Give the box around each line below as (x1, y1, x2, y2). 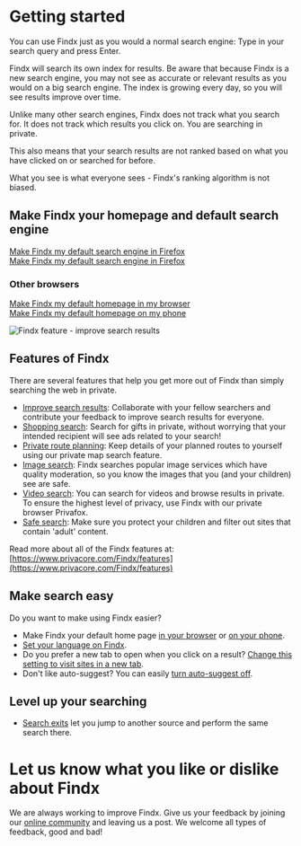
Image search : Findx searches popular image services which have (22, 459, 268, 470)
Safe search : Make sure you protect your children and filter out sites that (22, 516, 291, 527)
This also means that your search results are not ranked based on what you (9, 145, 289, 156)
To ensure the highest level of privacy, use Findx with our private (22, 497, 262, 508)
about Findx (9, 778, 101, 798)
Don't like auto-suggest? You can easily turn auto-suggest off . (22, 667, 253, 679)
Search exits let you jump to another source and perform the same (22, 718, 269, 728)
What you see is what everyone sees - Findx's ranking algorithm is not (9, 172, 270, 183)
